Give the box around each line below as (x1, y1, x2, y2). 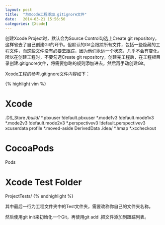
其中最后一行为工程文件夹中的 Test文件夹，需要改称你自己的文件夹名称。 (5, 204, 154, 210)
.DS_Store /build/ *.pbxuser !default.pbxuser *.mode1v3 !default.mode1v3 (5, 115, 154, 121)
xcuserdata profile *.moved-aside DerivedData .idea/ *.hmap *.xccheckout (5, 125, 157, 131)
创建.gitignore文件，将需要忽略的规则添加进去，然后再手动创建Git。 (9, 60, 148, 66)
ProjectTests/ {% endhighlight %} (5, 193, 74, 199)
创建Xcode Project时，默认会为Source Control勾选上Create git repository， (5, 35, 160, 41)
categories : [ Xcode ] (5, 21, 48, 26)
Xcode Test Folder (5, 177, 82, 188)
